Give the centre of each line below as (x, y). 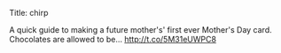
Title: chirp (29, 13)
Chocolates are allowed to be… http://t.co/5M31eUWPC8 (113, 39)
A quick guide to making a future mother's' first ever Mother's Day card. (140, 30)
